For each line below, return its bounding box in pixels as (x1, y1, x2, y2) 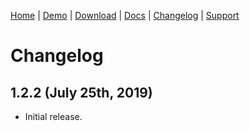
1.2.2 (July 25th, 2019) (10, 84, 153, 101)
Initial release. (24, 111, 83, 122)
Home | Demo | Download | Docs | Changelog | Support (10, 10, 240, 21)
